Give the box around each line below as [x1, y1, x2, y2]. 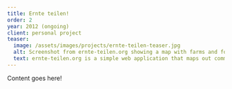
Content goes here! [7, 74, 62, 82]
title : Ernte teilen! [7, 10, 70, 17]
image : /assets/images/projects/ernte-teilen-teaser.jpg [13, 42, 181, 49]
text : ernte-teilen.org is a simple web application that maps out [13, 55, 212, 62]
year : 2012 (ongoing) [7, 23, 70, 30]
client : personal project [7, 29, 81, 37]
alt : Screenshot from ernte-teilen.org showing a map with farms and [13, 49, 217, 56]
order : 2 [7, 17, 32, 23]
